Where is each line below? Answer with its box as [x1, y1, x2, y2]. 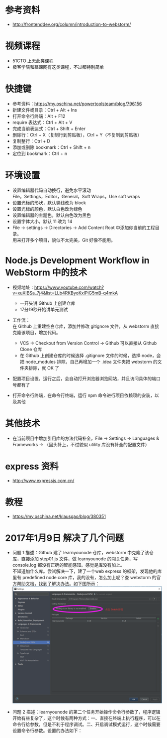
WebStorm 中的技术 [5, 267, 87, 278]
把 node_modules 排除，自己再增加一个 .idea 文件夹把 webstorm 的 [19, 359, 158, 365]
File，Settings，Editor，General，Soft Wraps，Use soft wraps [12, 193, 140, 199]
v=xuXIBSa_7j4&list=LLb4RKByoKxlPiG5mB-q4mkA [12, 290, 118, 296]
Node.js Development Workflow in [5, 254, 150, 266]
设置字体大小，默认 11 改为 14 [12, 218, 73, 224]
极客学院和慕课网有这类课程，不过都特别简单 [12, 64, 104, 70]
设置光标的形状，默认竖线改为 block [12, 200, 86, 206]
